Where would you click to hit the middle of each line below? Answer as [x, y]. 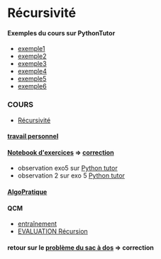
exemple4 [32, 71]
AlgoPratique [27, 192]
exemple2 [32, 56]
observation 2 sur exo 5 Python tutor [71, 175]
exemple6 [32, 86]
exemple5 [32, 79]
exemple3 [32, 64]
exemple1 [31, 49]
